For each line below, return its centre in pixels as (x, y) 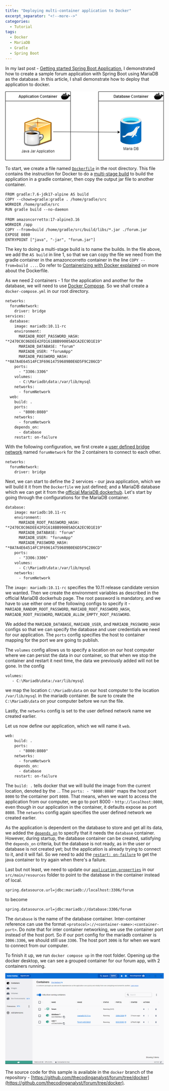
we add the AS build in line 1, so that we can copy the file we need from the (83, 254)
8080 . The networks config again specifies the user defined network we (79, 812)
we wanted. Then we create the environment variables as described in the (82, 593)
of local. (14, 880)
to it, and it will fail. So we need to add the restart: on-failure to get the (81, 854)
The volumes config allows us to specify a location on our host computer (80, 650)
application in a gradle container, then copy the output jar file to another (80, 179)
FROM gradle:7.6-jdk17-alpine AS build (47, 194)
